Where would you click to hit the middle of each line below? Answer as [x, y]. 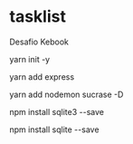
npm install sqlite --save [54, 130]
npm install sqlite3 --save [57, 111]
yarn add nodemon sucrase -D [66, 94]
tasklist [38, 17]
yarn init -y [30, 59]
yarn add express [42, 77]
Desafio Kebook [39, 42]
